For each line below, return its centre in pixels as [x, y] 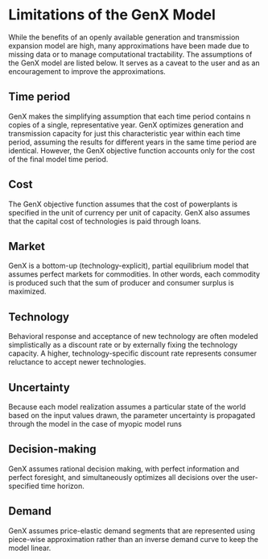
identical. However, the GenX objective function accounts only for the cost [132, 150]
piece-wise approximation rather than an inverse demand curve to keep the [134, 539]
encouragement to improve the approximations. [87, 71]
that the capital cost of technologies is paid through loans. [105, 221]
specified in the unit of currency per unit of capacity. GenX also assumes [130, 212]
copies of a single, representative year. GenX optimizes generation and [126, 125]
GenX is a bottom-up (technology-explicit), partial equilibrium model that [129, 266]
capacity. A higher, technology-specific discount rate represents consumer [133, 353]
